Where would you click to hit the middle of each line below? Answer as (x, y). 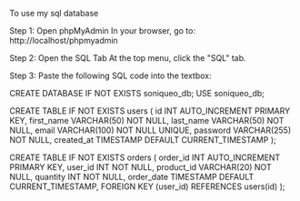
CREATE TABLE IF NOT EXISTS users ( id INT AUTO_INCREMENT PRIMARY (150, 111)
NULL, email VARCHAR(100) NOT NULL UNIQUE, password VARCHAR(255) (150, 130)
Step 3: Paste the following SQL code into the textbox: (110, 75)
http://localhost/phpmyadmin (64, 40)
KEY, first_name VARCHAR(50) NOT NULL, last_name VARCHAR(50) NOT (147, 121)
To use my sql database (54, 13)
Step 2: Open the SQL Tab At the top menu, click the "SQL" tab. (128, 58)
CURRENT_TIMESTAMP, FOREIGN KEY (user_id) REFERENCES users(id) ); (147, 186)
